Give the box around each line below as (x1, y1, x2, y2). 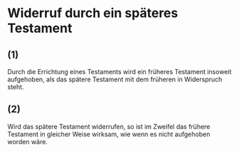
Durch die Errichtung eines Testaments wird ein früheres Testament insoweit (7, 68, 232, 76)
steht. (7, 83, 24, 91)
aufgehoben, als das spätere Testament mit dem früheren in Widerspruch (7, 75, 223, 83)
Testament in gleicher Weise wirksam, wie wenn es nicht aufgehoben (7, 130, 211, 138)
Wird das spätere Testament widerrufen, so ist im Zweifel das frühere (7, 122, 211, 131)
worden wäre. (7, 137, 48, 146)
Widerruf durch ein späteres (7, 5, 179, 21)
